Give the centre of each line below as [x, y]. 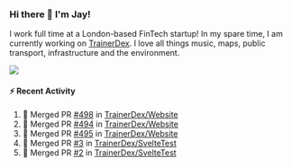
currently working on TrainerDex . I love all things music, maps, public [137, 43]
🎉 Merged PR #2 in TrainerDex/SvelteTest [100, 153]
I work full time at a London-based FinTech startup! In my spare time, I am [146, 34]
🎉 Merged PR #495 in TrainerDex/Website [100, 133]
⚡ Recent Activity [42, 91]
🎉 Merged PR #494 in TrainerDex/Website [100, 124]
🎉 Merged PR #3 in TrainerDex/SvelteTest [100, 143]
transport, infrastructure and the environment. [95, 53]
